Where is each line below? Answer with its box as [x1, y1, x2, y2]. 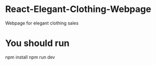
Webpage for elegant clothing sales [5, 20, 79, 26]
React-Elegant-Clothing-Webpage [5, 3, 151, 15]
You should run [5, 37, 70, 49]
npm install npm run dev [5, 54, 55, 60]
